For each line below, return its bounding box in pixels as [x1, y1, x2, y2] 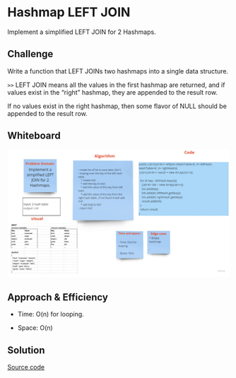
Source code [7, 363, 45, 372]
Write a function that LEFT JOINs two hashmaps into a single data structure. [7, 66, 228, 75]
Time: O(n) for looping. [17, 310, 85, 319]
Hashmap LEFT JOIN [7, 4, 131, 20]
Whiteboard [7, 130, 61, 142]
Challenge [7, 48, 54, 60]
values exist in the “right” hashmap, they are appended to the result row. [7, 88, 218, 96]
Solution [7, 344, 45, 356]
